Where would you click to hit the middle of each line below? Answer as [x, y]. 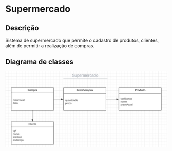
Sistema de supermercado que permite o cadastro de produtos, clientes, [82, 40]
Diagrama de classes [39, 62]
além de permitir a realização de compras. [50, 46]
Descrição [22, 28]
